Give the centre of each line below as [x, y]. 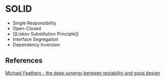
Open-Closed [27, 28]
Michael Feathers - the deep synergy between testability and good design [83, 73]
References [24, 61]
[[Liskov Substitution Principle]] [45, 34]
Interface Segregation [35, 39]
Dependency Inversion [36, 44]
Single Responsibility [35, 23]
